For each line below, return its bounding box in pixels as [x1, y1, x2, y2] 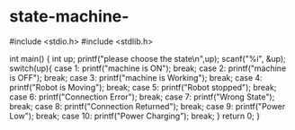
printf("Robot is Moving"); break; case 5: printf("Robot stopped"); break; [9, 82, 277, 92]
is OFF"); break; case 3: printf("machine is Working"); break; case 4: [9, 72, 263, 82]
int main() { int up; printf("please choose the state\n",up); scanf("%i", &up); [9, 53, 286, 64]
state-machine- [9, 6, 130, 27]
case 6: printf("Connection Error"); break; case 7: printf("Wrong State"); [9, 91, 275, 102]
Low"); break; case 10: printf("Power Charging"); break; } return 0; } [9, 110, 261, 121]
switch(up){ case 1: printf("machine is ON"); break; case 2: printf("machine [9, 63, 287, 74]
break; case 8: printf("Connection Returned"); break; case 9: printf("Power [9, 100, 286, 111]
